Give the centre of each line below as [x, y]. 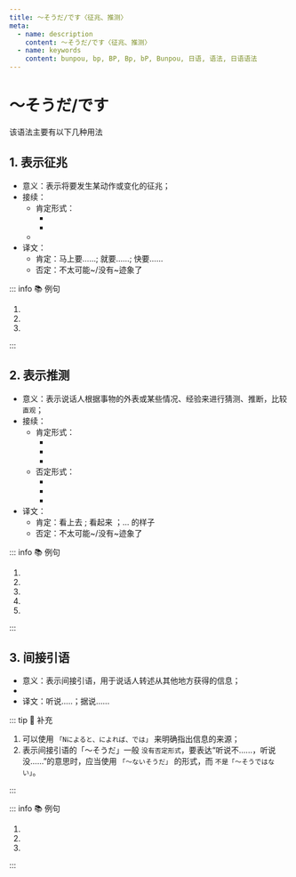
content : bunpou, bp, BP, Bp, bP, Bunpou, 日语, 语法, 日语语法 [141, 59]
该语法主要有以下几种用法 [56, 132]
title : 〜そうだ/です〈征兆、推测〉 [68, 17]
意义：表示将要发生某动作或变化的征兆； [96, 185]
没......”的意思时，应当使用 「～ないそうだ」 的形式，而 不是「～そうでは [145, 761]
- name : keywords [49, 51]
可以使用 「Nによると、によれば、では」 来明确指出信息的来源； [131, 739]
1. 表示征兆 [39, 162]
